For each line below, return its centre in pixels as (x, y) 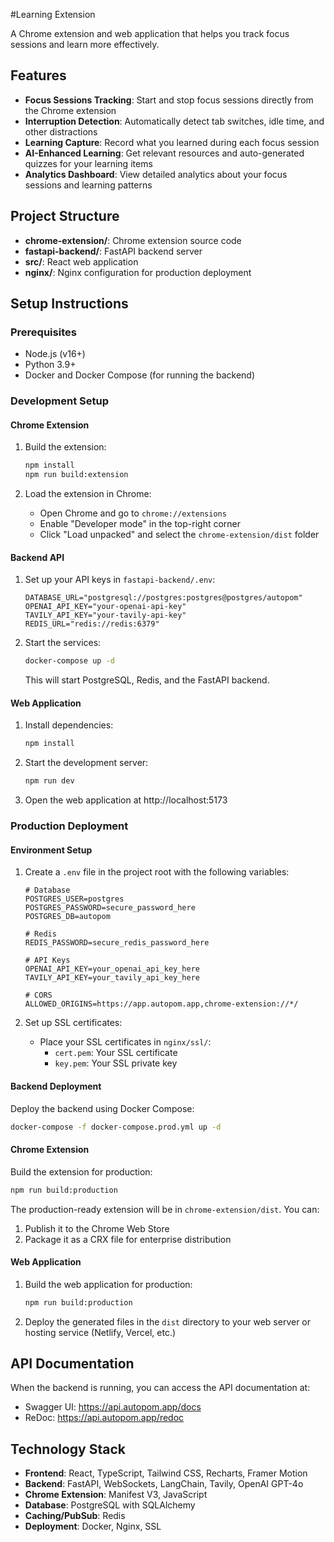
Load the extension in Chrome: (88, 494)
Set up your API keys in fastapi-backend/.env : (120, 580)
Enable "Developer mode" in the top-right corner (140, 524)
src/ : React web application (81, 261)
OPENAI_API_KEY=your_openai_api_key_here (112, 969)
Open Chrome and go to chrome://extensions (133, 513)
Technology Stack (68, 1449)
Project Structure (65, 216)
